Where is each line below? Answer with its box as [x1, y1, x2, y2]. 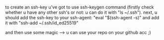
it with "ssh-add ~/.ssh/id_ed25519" [5, 20, 79, 26]
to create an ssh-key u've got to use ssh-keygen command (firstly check [5, 4, 154, 10]
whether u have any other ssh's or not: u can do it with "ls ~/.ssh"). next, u [5, 9, 158, 15]
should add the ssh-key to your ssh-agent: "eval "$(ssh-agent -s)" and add [5, 15, 160, 20]
